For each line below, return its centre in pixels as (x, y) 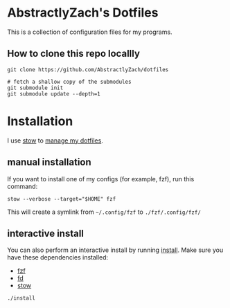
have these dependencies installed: (58, 257)
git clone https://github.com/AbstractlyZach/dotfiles (88, 70)
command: (23, 186)
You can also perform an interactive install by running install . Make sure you (115, 250)
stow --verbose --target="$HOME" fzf (62, 199)
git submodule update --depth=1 (54, 94)
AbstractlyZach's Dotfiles (83, 13)
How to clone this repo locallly (74, 54)
